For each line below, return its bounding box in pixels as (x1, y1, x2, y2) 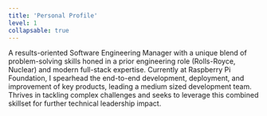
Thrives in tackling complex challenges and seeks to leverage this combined (8, 91, 259, 100)
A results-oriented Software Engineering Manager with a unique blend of (8, 48, 247, 58)
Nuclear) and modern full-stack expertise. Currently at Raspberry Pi (8, 65, 231, 75)
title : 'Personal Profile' (8, 11, 98, 20)
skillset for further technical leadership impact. (8, 99, 162, 108)
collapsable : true (8, 26, 69, 34)
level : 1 (8, 19, 37, 27)
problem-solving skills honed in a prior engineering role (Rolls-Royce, (8, 56, 236, 66)
